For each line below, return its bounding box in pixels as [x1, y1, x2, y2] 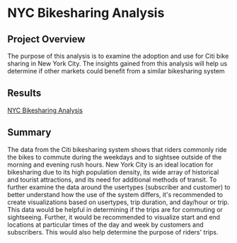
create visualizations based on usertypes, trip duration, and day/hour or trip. [7, 198, 230, 206]
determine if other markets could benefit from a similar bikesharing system [7, 67, 225, 75]
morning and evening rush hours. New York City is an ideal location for [7, 160, 214, 169]
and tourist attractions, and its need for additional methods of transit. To [7, 175, 217, 184]
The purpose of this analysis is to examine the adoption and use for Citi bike [7, 52, 229, 60]
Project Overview [7, 33, 86, 45]
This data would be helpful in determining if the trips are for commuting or [7, 205, 223, 213]
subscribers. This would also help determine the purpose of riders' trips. [7, 227, 219, 236]
